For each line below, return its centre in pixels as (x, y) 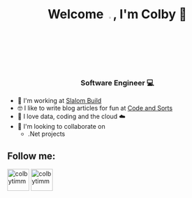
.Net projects (46, 134)
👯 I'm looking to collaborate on (61, 127)
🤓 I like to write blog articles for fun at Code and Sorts (95, 108)
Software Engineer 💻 (117, 83)
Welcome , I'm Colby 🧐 (117, 14)
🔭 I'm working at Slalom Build (59, 101)
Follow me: (31, 156)
